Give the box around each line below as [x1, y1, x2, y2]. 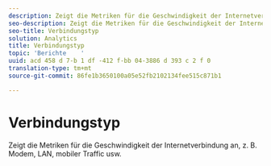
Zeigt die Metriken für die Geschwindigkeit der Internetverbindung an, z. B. [8, 140, 258, 150]
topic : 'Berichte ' [8, 49, 85, 57]
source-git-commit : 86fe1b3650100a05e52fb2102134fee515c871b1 [8, 72, 222, 80]
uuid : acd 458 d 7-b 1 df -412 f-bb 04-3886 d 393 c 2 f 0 [8, 57, 211, 65]
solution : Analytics [8, 34, 78, 43]
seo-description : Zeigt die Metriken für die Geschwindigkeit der [8, 19, 236, 27]
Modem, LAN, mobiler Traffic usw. [8, 148, 123, 158]
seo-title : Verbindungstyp [8, 27, 99, 35]
